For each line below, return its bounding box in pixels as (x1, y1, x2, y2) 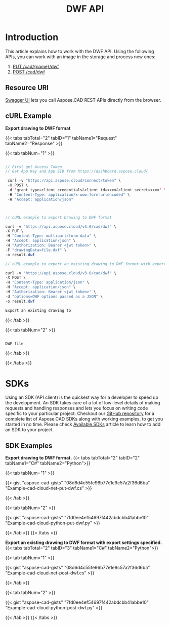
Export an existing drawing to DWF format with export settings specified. (5, 539, 162, 546)
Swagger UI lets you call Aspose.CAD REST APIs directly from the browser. (5, 97, 161, 103)
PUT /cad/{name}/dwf (12, 63, 59, 69)
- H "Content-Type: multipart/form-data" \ (5, 233, 96, 238)
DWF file (5, 341, 24, 346)
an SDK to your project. (5, 427, 54, 433)
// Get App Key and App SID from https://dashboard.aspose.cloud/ (5, 169, 148, 174)
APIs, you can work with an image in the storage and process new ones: (5, 54, 156, 60)
